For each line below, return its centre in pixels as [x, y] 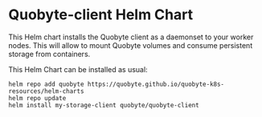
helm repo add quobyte [46, 84]
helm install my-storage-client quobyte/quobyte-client [104, 105]
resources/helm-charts [46, 91]
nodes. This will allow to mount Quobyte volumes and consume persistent [131, 45]
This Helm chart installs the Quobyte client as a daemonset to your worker [131, 37]
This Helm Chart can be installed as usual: [78, 69]
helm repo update [37, 98]
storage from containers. [49, 54]
